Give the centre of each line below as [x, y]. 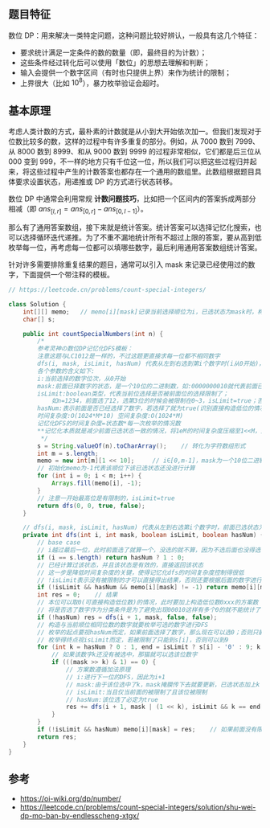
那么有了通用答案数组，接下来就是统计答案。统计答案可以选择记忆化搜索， [131, 227]
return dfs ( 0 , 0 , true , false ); [92, 506]
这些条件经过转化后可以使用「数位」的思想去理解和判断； [115, 62]
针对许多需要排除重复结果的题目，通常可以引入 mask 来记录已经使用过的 [129, 264]
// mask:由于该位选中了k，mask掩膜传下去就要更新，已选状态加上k [163, 685]
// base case [59, 543]
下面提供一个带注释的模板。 [68, 275]
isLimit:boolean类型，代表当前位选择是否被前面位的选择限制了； [133, 394]
